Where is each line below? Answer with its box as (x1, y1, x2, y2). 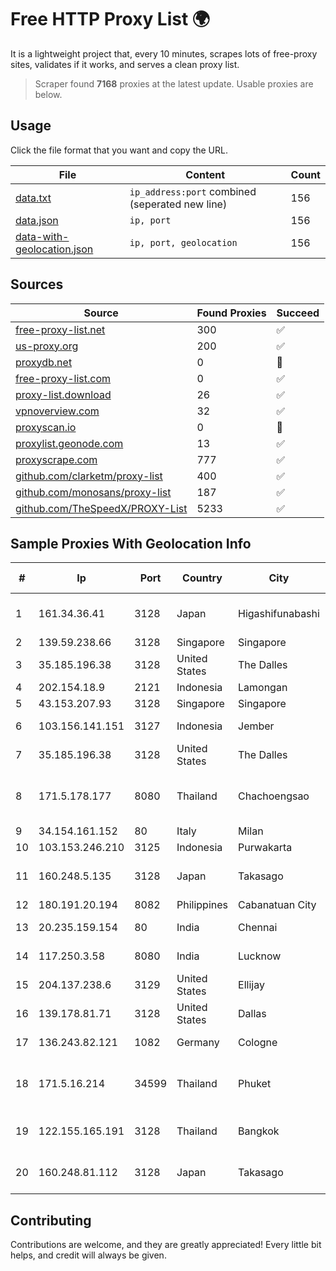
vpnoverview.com (15, 404, 100, 418)
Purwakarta (238, 841, 293, 855)
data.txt (15, 191, 52, 205)
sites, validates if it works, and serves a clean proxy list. (10, 58, 240, 70)
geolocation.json (15, 242, 94, 256)
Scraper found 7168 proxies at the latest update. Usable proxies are (34, 77, 314, 90)
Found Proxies (196, 306, 267, 320)
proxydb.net (15, 355, 73, 369)
